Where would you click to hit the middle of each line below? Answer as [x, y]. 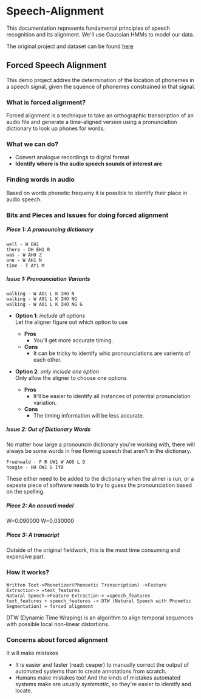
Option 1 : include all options [50, 315]
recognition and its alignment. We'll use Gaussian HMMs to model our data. [100, 34]
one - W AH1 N [24, 260]
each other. [47, 359]
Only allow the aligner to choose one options [71, 377]
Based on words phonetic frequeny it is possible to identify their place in [97, 193]
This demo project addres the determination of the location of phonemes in [100, 80]
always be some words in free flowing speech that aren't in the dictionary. [99, 451]
